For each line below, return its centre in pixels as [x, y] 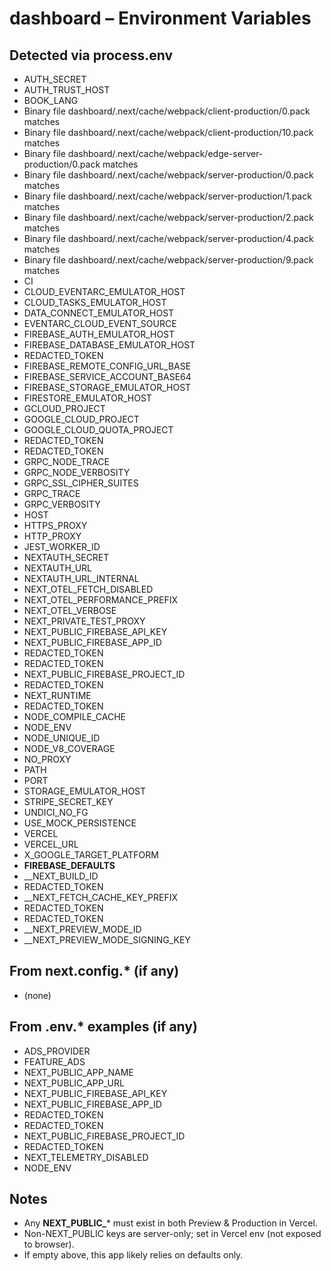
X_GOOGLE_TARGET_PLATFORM [91, 855]
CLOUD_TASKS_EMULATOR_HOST [95, 302]
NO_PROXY [47, 759]
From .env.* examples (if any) [103, 1027]
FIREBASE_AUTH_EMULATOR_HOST [99, 334]
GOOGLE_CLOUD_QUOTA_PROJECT [98, 430]
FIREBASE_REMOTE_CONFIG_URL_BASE [107, 366]
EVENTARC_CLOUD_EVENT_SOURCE [100, 323]
